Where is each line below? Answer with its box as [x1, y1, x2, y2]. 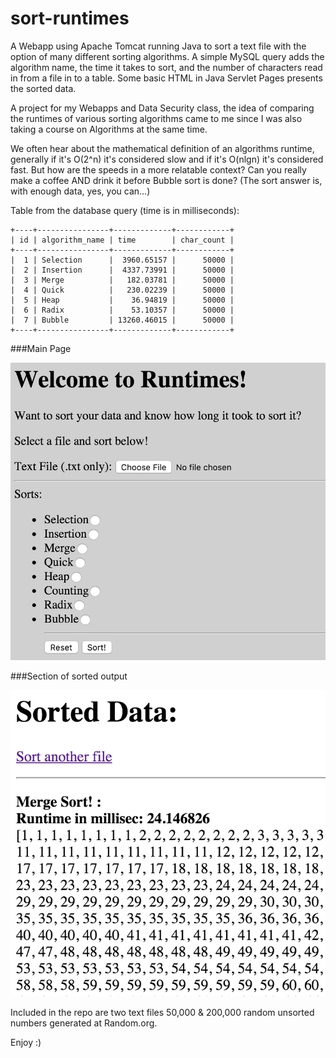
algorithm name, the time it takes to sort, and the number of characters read [10, 61, 323, 73]
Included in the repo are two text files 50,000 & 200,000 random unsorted [10, 1006, 315, 1018]
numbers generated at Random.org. [10, 1017, 158, 1029]
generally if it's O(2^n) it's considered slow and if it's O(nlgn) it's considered [10, 153, 324, 165]
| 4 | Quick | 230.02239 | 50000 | [10, 285, 235, 295]
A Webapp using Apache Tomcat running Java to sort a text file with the [10, 40, 307, 52]
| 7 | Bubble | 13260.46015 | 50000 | [10, 315, 235, 325]
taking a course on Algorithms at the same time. [10, 123, 208, 135]
